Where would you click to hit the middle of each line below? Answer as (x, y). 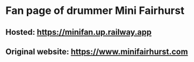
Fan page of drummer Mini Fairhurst (95, 11)
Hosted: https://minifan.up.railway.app (79, 32)
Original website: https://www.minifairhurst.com (97, 51)
